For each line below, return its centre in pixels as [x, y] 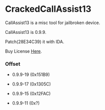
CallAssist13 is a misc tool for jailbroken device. [53, 23]
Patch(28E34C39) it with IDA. [35, 41]
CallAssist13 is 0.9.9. [26, 32]
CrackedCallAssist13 [48, 9]
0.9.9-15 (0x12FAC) [31, 94]
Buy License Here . [24, 51]
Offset [13, 64]
